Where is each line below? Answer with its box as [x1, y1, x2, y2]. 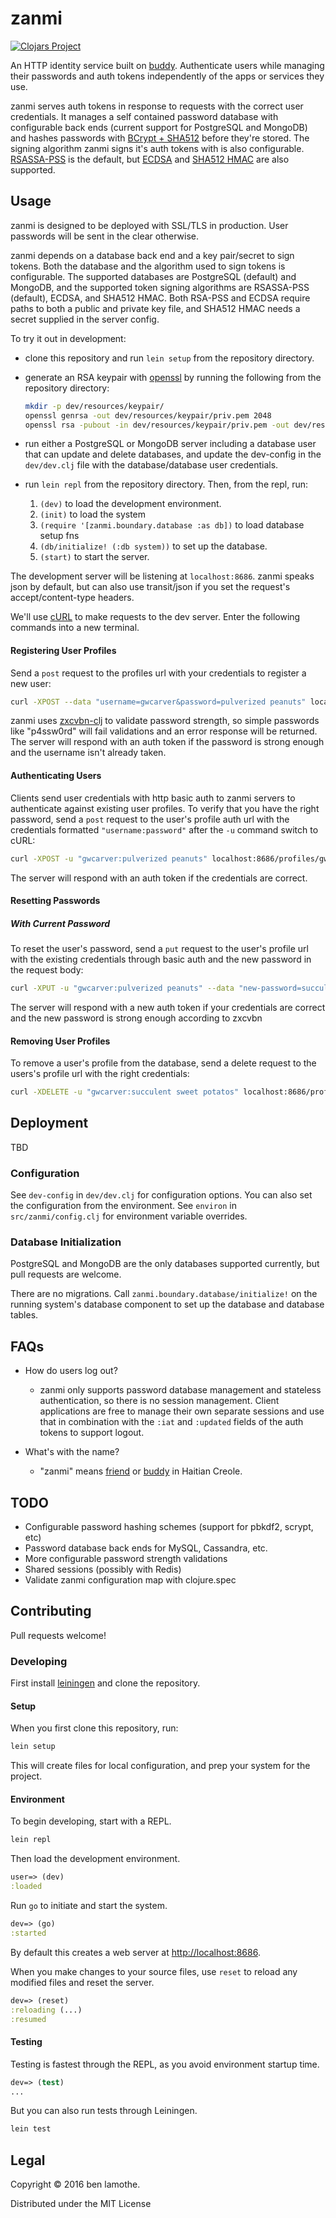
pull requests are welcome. [10, 1268, 122, 1281]
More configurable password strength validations [24, 1553, 228, 1565]
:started [10, 1928, 47, 1938]
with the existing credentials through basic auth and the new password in [10, 953, 312, 966]
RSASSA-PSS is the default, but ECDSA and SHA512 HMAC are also [10, 153, 290, 165]
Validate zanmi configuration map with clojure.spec [24, 1574, 237, 1586]
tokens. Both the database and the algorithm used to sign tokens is [10, 260, 286, 272]
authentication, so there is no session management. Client [39, 1395, 280, 1407]
